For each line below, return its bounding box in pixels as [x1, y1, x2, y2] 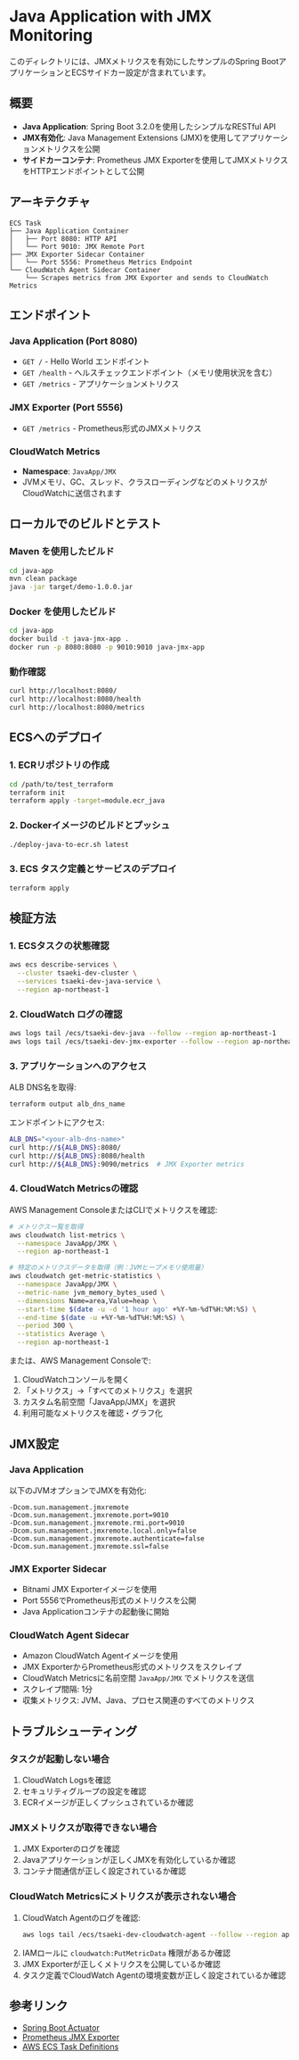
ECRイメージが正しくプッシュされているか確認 [21, 1797, 194, 1808]
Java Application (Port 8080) [9, 335, 138, 347]
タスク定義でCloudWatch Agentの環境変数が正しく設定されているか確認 [21, 1970, 287, 1981]
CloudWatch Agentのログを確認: [21, 1912, 141, 1923]
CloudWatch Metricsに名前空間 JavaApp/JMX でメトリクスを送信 [21, 1673, 255, 1683]
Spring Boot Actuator [21, 2023, 100, 2033]
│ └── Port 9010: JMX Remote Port [9, 242, 145, 251]
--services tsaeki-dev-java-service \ [17, 977, 162, 986]
